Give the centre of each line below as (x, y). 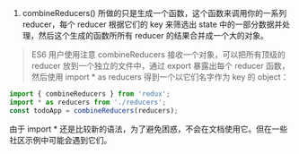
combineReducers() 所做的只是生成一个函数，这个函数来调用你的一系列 (154, 13)
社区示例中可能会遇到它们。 (61, 140)
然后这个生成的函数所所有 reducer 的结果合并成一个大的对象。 (154, 35)
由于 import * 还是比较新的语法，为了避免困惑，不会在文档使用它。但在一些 (149, 129)
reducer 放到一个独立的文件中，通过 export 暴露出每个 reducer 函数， (160, 66)
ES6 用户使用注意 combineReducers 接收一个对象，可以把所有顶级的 (158, 55)
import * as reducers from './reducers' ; (88, 102)
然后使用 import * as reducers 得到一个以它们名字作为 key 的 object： (160, 77)
